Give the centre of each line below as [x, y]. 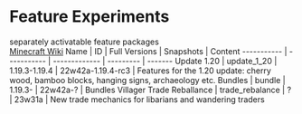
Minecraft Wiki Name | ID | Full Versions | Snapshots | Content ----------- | [148, 51]
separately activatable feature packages [85, 42]
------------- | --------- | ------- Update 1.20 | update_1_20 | [165, 61]
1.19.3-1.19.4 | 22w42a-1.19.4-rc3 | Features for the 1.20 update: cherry [140, 71]
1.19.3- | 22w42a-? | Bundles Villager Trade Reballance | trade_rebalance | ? [151, 90]
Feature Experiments [90, 17]
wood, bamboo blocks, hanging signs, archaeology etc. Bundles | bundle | [148, 80]
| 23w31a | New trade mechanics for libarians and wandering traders [137, 99]
